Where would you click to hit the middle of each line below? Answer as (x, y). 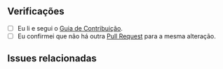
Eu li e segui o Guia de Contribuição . (70, 28)
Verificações (36, 11)
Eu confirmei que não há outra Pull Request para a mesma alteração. (116, 36)
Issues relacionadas (52, 59)
